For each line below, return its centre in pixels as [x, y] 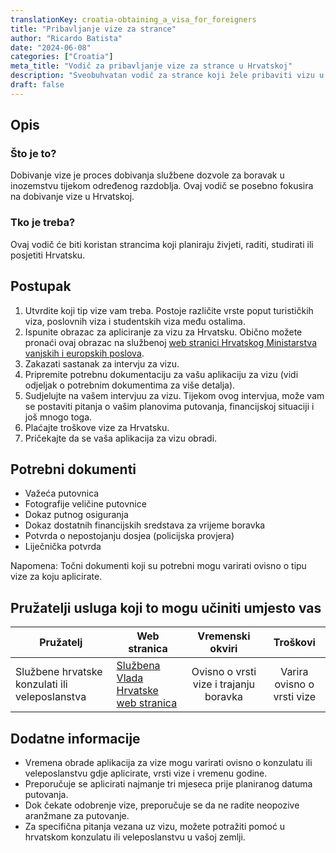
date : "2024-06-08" [51, 47]
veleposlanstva [51, 697]
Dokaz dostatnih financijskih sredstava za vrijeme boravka [145, 525]
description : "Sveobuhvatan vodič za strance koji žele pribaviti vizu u [167, 76]
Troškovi [294, 643]
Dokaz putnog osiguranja [76, 515]
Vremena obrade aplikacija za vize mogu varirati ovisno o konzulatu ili [168, 762]
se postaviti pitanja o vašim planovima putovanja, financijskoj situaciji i [169, 406]
